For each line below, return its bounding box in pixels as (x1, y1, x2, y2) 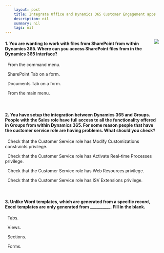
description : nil (14, 16, 49, 21)
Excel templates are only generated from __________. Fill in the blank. (5, 204, 145, 210)
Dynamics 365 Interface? (5, 51, 58, 57)
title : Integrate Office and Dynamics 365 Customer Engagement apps (14, 12, 156, 17)
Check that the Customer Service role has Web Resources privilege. (7, 167, 144, 174)
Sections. (7, 233, 27, 240)
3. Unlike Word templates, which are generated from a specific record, (5, 199, 150, 205)
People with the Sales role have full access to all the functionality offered (5, 117, 156, 123)
